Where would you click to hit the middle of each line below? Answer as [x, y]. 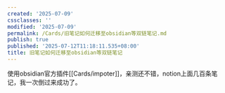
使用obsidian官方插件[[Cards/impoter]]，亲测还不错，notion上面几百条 [110, 73]
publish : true [28, 40]
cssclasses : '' [30, 20]
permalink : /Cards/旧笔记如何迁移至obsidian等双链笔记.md [87, 33]
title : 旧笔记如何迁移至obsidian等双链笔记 [65, 53]
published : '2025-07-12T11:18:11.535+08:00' [73, 46]
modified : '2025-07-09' [42, 27]
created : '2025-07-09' [40, 14]
